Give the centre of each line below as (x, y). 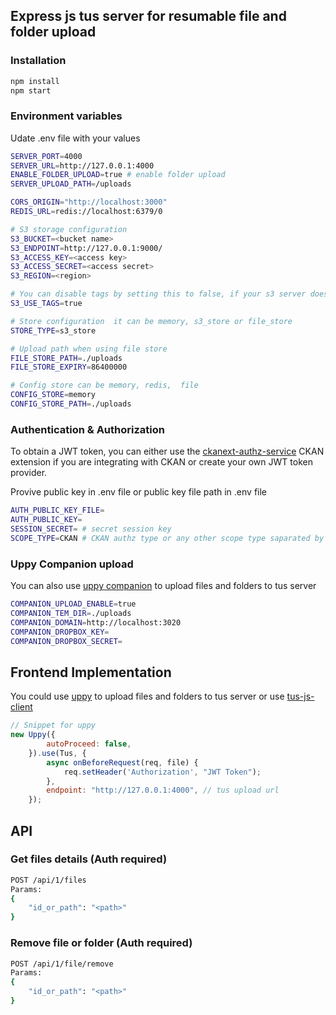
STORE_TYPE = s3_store (53, 330)
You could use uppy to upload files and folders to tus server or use (147, 696)
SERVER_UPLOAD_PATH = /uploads (71, 184)
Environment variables (66, 116)
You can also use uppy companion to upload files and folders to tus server (163, 586)
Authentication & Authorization (87, 429)
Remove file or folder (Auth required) (101, 943)
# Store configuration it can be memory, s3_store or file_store (151, 321)
